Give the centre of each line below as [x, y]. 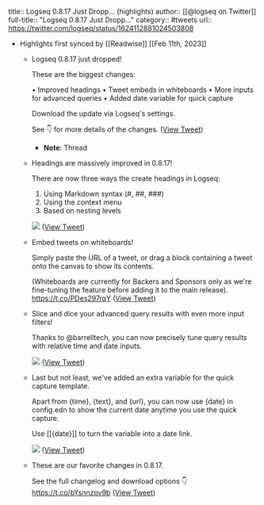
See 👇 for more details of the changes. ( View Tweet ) [117, 129]
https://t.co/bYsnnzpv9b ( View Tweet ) [94, 492]
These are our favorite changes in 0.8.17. [98, 465]
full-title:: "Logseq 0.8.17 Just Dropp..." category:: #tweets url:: [110, 20]
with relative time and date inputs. [87, 346]
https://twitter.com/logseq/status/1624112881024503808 [101, 28]
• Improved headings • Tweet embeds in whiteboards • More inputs [142, 90]
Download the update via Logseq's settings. [103, 113]
